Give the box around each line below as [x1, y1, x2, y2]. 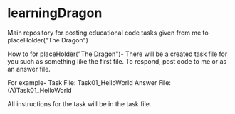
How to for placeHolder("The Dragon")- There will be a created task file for [7, 50, 228, 58]
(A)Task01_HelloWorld [7, 86, 73, 94]
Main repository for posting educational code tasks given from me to [7, 28, 209, 37]
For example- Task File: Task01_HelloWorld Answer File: [7, 78, 171, 86]
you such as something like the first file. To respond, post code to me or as [7, 57, 227, 65]
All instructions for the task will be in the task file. [7, 99, 152, 108]
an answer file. [7, 64, 51, 73]
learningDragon [7, 5, 103, 21]
